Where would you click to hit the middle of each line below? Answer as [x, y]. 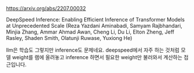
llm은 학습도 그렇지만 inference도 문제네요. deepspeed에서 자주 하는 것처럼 [93, 50]
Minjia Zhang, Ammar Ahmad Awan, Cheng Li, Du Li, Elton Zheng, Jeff [90, 32]
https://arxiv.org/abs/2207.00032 [46, 8]
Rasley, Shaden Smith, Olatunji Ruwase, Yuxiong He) [69, 38]
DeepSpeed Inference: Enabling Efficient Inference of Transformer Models [96, 19]
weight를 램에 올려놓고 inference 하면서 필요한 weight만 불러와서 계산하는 [97, 57]
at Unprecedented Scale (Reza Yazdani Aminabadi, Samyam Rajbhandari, [94, 26]
